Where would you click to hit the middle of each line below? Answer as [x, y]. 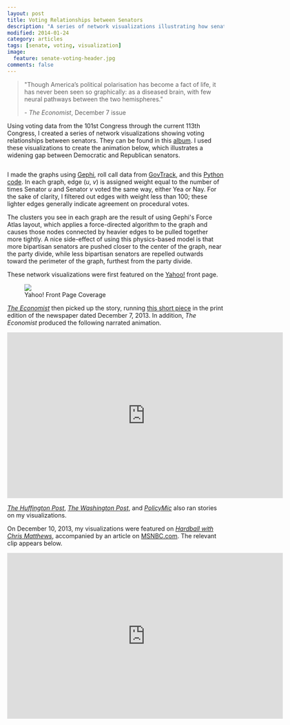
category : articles [35, 39]
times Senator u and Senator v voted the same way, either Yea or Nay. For [112, 189]
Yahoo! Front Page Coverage [65, 294]
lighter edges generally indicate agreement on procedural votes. [98, 203]
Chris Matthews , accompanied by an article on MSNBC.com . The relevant [112, 535]
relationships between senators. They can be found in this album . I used [110, 140]
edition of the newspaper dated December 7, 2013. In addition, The [102, 315]
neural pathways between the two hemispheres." [93, 99]
